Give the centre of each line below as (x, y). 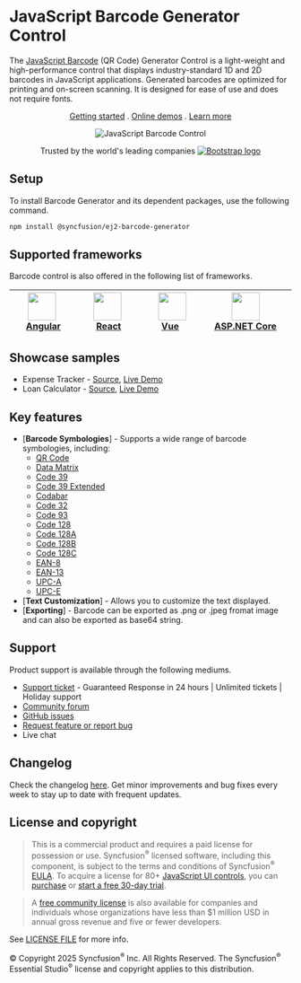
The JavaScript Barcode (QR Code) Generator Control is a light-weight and (147, 60)
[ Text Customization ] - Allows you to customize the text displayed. (146, 601)
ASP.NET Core (246, 327)
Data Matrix (57, 468)
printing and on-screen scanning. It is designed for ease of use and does (144, 89)
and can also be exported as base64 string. (103, 620)
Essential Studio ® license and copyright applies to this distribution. (132, 969)
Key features (46, 417)
